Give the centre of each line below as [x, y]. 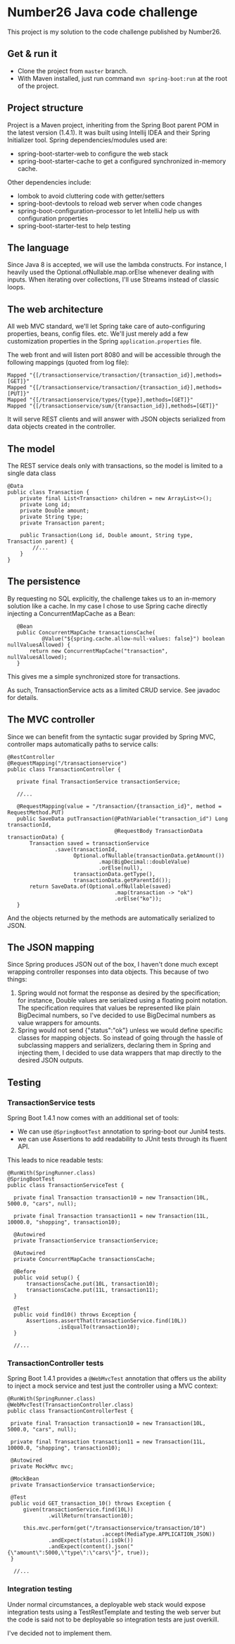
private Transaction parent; [63, 523]
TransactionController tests [56, 1363]
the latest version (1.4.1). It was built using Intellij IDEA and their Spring [109, 132]
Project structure [45, 108]
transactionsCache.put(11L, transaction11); [92, 1290]
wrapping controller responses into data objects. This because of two [108, 972]
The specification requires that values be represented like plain [109, 1008]
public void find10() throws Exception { [75, 1315]
